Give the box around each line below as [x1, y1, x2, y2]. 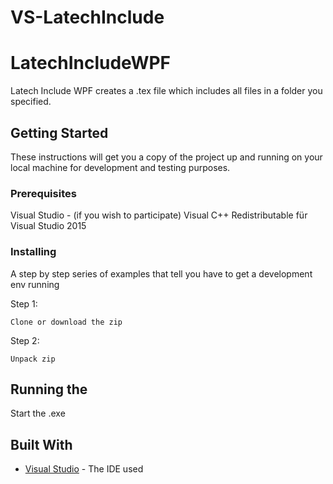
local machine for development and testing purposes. [10, 161, 231, 173]
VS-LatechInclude [10, 6, 165, 29]
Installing [10, 245, 57, 259]
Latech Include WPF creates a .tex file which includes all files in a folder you [10, 85, 323, 97]
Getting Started [10, 124, 109, 141]
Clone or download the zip [10, 317, 123, 327]
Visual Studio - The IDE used [24, 463, 144, 475]
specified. [10, 96, 52, 108]
